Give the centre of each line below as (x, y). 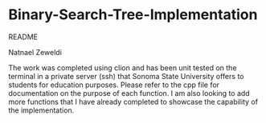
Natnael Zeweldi (35, 52)
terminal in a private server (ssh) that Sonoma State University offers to (126, 76)
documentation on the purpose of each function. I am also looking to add (129, 93)
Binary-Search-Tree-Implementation (133, 15)
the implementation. (41, 110)
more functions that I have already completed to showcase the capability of (133, 101)
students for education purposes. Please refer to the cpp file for (114, 85)
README (23, 37)
